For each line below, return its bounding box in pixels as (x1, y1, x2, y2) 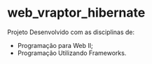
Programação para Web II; (17, 41, 93, 49)
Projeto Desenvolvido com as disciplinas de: (7, 28, 135, 36)
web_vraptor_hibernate (7, 5, 146, 21)
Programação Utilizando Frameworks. (17, 49, 127, 57)
